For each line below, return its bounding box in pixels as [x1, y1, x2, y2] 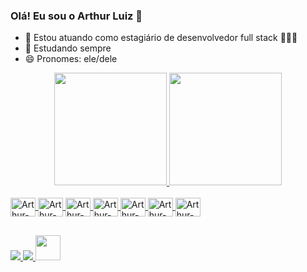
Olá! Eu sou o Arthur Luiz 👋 [10, 9, 143, 23]
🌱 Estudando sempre [24, 42, 112, 54]
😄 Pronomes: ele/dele [24, 53, 118, 65]
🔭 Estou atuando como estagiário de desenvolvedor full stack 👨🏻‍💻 [24, 32, 298, 44]
